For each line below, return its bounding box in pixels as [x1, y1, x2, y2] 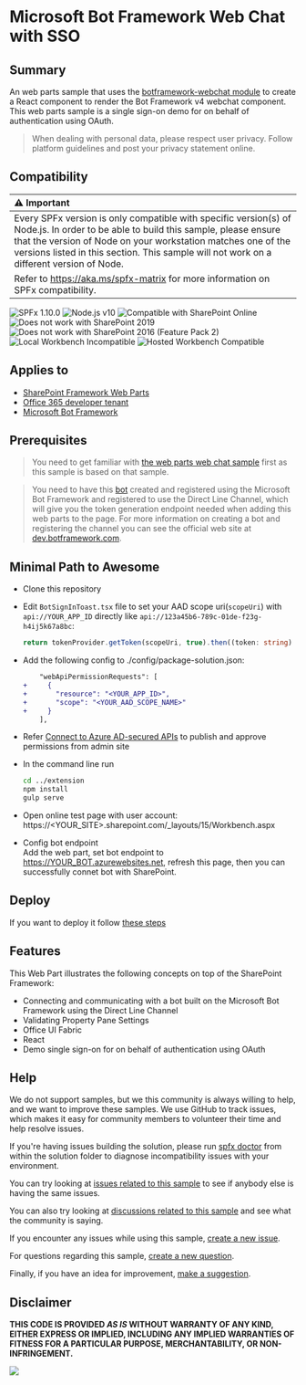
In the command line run [22, 759, 115, 770]
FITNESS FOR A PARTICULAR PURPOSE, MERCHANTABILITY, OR [9, 1338, 259, 1349]
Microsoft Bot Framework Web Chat [9, 6, 285, 27]
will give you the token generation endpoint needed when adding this [31, 504, 291, 515]
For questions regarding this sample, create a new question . [9, 1251, 235, 1262]
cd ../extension [22, 776, 85, 786]
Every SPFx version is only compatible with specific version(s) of [14, 212, 291, 225]
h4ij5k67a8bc [22, 623, 73, 632]
